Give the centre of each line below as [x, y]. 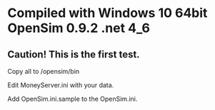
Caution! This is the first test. [74, 54]
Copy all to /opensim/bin [44, 71]
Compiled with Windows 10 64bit [107, 13]
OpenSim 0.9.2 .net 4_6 [79, 28]
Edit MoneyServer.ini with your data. [61, 85]
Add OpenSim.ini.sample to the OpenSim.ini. [72, 99]
